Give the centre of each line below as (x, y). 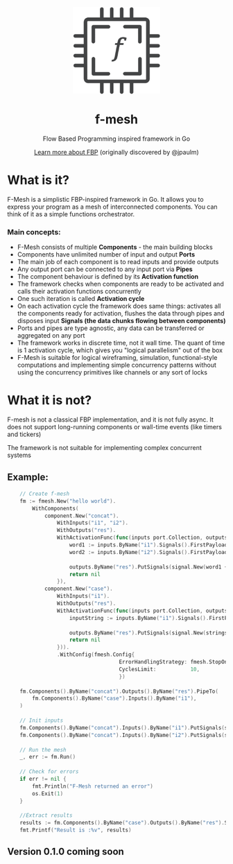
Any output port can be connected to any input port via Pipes (105, 269)
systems (19, 455)
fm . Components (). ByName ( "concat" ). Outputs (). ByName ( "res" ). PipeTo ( (119, 691)
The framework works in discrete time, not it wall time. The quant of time (121, 343)
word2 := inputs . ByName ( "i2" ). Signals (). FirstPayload (148, 552)
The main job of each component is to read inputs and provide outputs (118, 262)
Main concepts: (34, 232)
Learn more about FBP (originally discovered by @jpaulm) (116, 152)
